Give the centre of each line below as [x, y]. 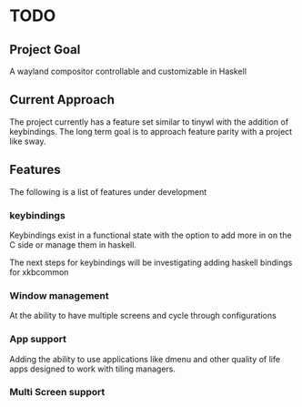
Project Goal [45, 50]
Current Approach [62, 100]
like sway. [28, 141]
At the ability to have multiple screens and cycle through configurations [143, 316]
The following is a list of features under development [108, 191]
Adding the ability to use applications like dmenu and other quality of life [145, 359]
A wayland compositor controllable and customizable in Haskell [128, 71]
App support [38, 340]
